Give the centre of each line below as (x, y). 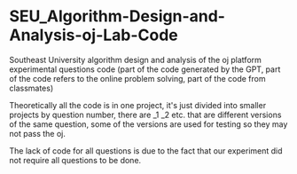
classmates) (31, 88)
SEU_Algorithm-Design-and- (117, 16)
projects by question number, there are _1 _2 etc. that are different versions (145, 115)
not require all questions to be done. (75, 160)
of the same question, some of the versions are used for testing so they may (148, 124)
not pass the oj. (38, 133)
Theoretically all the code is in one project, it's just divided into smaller (138, 105)
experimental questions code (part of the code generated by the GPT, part (145, 69)
